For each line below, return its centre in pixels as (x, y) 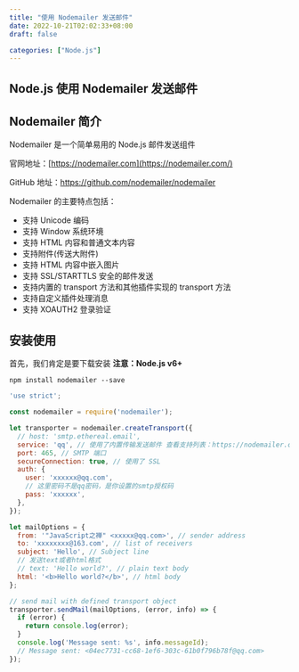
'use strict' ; (36, 396)
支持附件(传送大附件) (61, 254)
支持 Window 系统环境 (63, 232)
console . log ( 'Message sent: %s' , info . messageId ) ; (113, 643)
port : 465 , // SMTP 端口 (62, 453)
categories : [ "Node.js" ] (55, 50)
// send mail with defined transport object (93, 601)
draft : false (33, 34)
